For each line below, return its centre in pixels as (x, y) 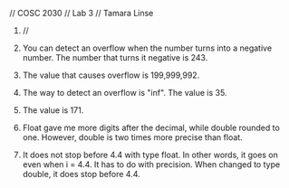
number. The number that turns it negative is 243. (115, 57)
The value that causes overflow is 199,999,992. (111, 75)
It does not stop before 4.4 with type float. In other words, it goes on (150, 155)
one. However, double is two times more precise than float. (132, 137)
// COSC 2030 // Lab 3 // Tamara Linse (82, 13)
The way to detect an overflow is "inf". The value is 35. (125, 93)
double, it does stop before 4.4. (81, 174)
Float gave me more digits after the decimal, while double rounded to (151, 127)
